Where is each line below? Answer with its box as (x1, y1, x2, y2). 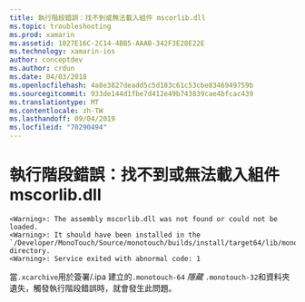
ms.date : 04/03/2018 (9, 73, 88, 82)
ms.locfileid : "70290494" (9, 123, 107, 132)
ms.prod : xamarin (9, 30, 75, 39)
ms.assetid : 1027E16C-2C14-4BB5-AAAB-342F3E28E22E (9, 38, 205, 48)
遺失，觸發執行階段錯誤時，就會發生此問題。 (9, 282, 177, 293)
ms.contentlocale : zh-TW (9, 106, 103, 115)
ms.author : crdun (9, 64, 75, 73)
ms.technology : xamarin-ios (9, 47, 116, 56)
